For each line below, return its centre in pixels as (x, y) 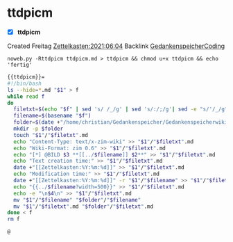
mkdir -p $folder (38, 129)
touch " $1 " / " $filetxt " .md (51, 135)
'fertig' (20, 65)
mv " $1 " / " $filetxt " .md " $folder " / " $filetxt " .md (84, 207)
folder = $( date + (37, 122)
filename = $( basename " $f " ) (52, 116)
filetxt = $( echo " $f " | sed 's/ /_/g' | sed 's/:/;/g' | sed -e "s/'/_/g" (121, 109)
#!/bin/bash (24, 83)
